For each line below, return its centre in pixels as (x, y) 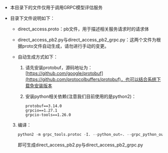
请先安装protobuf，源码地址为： (59, 68)
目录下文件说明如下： (32, 18)
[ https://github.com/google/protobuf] (64, 73)
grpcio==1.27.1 (41, 110)
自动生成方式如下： (38, 57)
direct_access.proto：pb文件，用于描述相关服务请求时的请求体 (83, 29)
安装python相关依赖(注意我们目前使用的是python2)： (80, 96)
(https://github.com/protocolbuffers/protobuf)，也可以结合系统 (91, 79)
